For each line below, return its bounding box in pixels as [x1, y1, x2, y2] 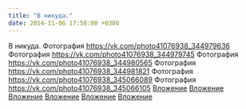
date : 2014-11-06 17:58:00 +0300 [8, 19, 120, 27]
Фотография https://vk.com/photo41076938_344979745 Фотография [8, 49, 239, 59]
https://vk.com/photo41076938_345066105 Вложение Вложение [8, 83, 224, 92]
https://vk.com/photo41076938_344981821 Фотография [8, 66, 193, 76]
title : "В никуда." [8, 11, 73, 20]
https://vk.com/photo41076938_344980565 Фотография [8, 57, 196, 68]
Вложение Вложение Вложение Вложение [8, 91, 153, 101]
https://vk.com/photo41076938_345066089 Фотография [8, 75, 196, 84]
